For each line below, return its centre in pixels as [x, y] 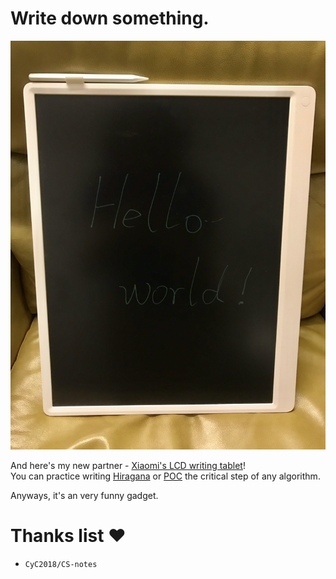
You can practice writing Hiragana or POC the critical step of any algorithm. [165, 476]
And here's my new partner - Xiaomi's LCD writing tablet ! [128, 466]
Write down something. [110, 18]
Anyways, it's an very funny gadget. [84, 496]
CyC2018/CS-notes [61, 564]
